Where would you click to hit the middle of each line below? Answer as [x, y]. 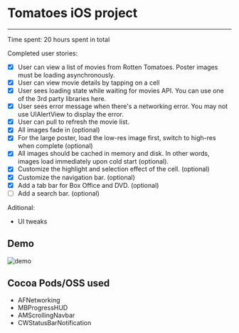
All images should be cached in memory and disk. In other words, [113, 154]
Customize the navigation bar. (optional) [76, 177]
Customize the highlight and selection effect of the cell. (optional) [113, 169]
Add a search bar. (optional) [58, 193]
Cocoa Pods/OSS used [59, 283]
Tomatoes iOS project [73, 13]
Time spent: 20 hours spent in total [59, 39]
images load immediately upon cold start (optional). [93, 162]
